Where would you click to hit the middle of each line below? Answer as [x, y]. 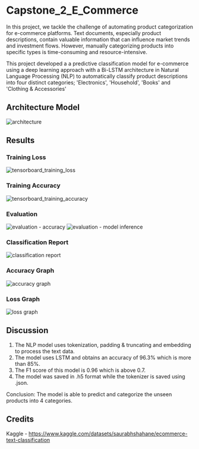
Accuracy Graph [30, 271]
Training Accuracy [33, 186]
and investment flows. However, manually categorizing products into [90, 46]
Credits [20, 419]
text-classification [28, 439]
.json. [21, 382]
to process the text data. [45, 351]
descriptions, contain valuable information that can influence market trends [98, 39]
